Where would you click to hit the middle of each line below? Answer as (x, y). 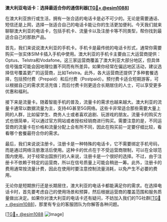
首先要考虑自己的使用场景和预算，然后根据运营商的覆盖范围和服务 (90, 192)
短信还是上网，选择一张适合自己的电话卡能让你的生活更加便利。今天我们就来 (83, 25)
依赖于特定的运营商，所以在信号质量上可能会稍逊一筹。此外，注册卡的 (90, 162)
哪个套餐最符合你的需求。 (36, 133)
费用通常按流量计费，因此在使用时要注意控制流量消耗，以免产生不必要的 (79, 169)
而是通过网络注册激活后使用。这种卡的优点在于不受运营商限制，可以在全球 (81, 150)
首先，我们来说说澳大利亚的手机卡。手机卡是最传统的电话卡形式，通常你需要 (83, 48)
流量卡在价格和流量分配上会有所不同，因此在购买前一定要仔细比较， (88, 127)
